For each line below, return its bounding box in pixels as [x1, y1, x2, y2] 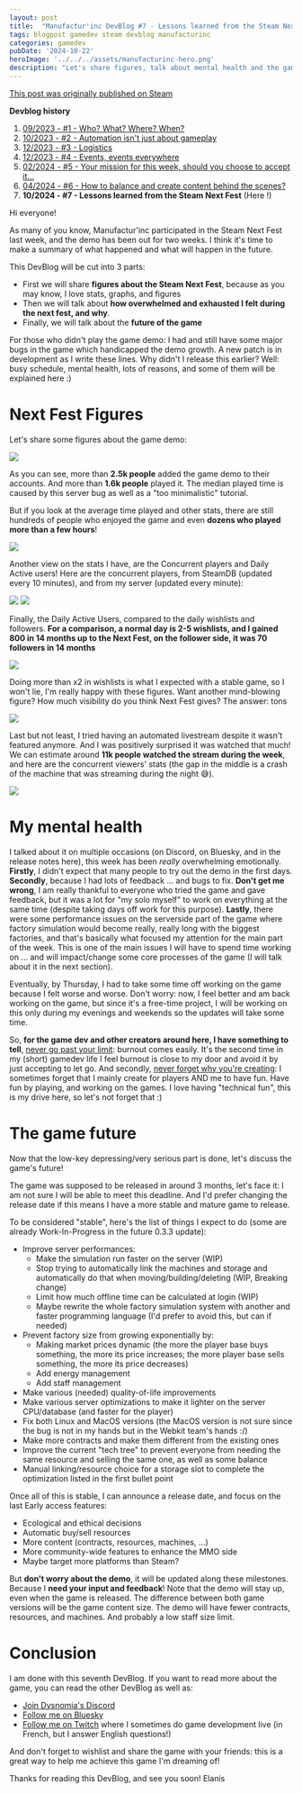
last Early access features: [9, 1500, 108, 1510]
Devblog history [9, 105, 71, 116]
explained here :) [9, 373, 72, 383]
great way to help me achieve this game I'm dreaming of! [9, 1755, 220, 1766]
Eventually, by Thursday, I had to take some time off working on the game [9, 978, 282, 989]
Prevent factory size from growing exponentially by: [22, 1329, 214, 1340]
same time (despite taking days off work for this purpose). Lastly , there [9, 904, 274, 915]
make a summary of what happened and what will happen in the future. [9, 244, 273, 255]
